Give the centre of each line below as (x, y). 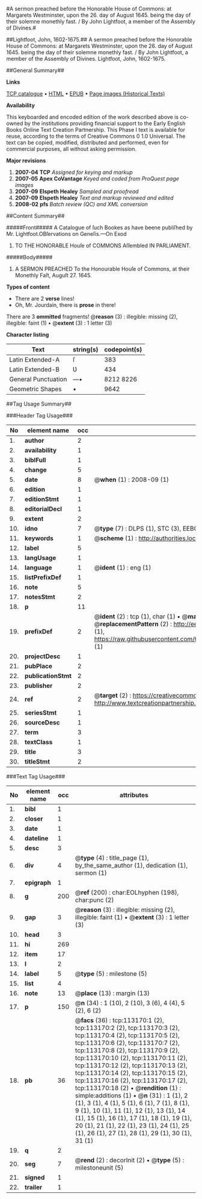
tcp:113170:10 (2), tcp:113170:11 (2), (131, 1058)
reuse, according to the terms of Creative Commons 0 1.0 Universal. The (96, 136)
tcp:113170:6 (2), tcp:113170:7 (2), (127, 1043)
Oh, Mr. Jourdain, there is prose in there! (65, 305)
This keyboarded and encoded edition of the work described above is (93, 117)
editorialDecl (43, 509)
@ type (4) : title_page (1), (112, 858)
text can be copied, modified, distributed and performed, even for (88, 143)
